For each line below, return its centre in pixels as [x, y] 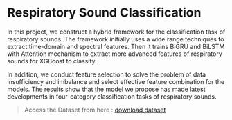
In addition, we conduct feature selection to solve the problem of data [107, 74]
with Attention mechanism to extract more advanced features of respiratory [115, 54]
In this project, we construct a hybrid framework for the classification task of [116, 32]
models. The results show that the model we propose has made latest [106, 89]
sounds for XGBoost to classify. [52, 61]
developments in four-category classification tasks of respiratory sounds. [112, 96]
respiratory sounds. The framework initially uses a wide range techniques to [116, 39]
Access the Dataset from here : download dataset [95, 110]
